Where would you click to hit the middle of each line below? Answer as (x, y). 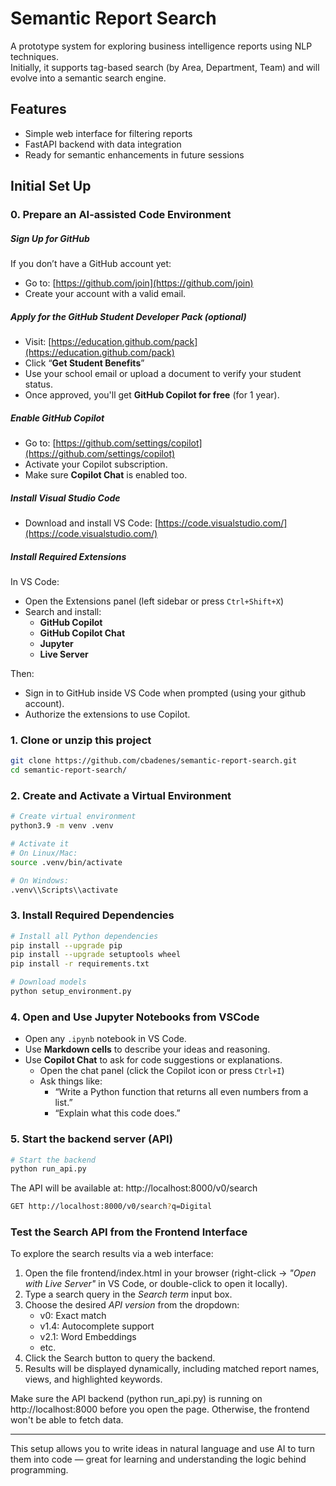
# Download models (48, 982)
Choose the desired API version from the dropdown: (132, 1305)
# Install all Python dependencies (84, 936)
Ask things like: (71, 1081)
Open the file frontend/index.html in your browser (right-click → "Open (170, 1273)
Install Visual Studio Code (65, 498)
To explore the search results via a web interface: (112, 1254)
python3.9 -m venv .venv (62, 826)
